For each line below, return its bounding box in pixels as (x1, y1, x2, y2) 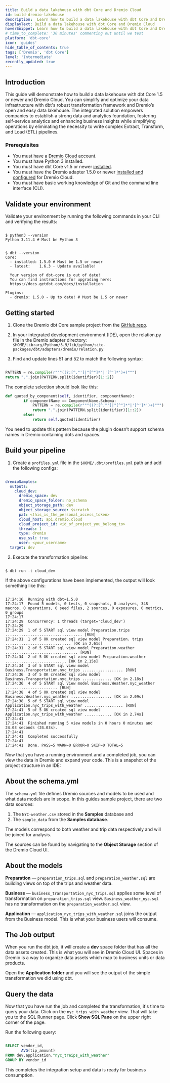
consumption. (5, 1072, 34, 1078)
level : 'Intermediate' (5, 54, 53, 60)
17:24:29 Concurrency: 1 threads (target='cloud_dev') (5, 619, 125, 624)
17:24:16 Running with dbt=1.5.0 (5, 597, 78, 602)
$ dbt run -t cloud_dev (5, 568, 56, 573)
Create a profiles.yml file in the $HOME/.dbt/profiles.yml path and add (12, 460, 162, 466)
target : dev (10, 545, 35, 550)
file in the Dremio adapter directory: (12, 337, 87, 343)
